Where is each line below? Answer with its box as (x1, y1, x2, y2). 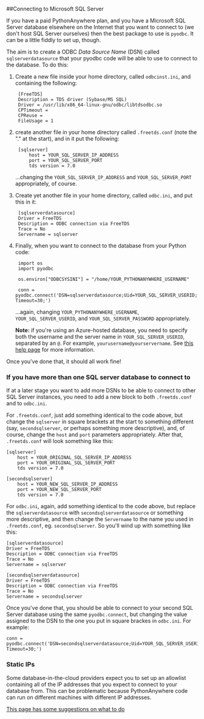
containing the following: (15, 79, 77, 87)
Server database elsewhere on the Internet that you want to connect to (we (6, 24, 194, 30)
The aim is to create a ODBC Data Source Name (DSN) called (6, 48, 160, 55)
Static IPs (6, 661, 35, 669)
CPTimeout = (18, 107, 49, 113)
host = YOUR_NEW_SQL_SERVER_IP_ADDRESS (17, 481, 118, 487)
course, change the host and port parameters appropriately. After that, (6, 431, 183, 438)
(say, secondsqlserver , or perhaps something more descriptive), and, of (6, 425, 185, 432)
